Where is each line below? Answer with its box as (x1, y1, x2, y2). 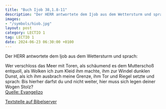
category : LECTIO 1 (5, 30, 45, 35)
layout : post (5, 26, 32, 31)
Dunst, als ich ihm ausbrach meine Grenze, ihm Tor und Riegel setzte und (5, 73, 155, 79)
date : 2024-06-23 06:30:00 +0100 (5, 40, 74, 45)
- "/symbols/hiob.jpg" (5, 21, 52, 26)
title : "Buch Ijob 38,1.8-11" (5, 7, 68, 12)
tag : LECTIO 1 (5, 35, 35, 40)
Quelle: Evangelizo (5, 89, 43, 95)
